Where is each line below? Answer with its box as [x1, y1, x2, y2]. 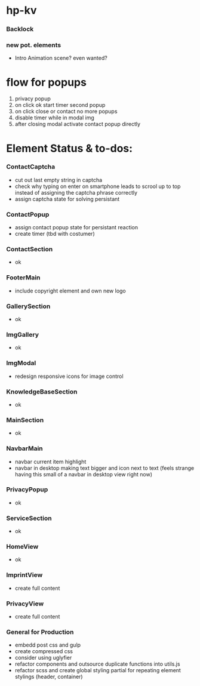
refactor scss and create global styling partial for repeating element [14, 667, 181, 674]
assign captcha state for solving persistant [14, 195, 120, 202]
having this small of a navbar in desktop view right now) [14, 470, 153, 478]
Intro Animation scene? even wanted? [14, 54, 107, 61]
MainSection [6, 416, 44, 424]
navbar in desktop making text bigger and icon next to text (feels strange [14, 464, 195, 472]
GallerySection [6, 302, 51, 310]
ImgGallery [6, 330, 39, 339]
